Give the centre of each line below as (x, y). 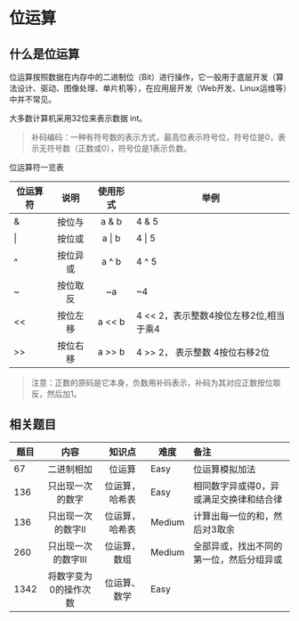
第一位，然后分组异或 (238, 560)
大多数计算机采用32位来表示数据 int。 (78, 118)
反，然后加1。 (56, 394)
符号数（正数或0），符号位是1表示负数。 (119, 148)
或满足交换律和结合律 (238, 499)
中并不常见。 (32, 99)
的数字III (70, 560)
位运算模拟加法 (224, 469)
